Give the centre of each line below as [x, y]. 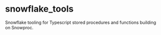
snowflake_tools [39, 9]
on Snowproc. [19, 27]
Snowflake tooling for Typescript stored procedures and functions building [81, 22]
